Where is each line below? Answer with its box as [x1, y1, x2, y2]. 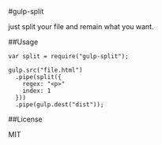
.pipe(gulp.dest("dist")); [15, 101, 104, 109]
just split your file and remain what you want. [8, 22, 154, 31]
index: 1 [22, 87, 51, 95]
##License [8, 114, 43, 124]
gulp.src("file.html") [8, 66, 83, 74]
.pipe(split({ [15, 73, 62, 81]
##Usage [8, 37, 39, 46]
